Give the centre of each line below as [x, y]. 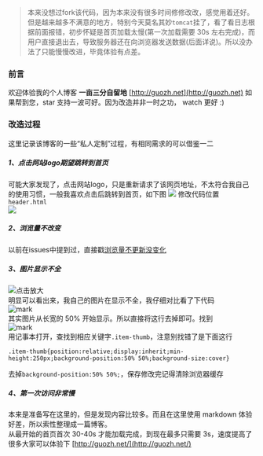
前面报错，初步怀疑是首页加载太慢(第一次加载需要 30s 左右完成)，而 [144, 32]
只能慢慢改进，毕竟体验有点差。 [93, 51]
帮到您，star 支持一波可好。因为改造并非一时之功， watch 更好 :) [120, 102]
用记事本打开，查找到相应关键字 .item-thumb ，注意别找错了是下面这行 [121, 336]
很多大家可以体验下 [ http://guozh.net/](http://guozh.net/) [100, 444]
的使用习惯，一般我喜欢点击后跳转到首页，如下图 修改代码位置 [114, 194]
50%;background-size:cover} [184, 358]
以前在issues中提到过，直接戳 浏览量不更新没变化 [87, 249]
